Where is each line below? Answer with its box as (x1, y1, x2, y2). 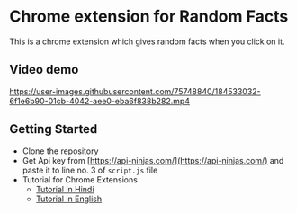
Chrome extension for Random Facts (9, 6, 289, 27)
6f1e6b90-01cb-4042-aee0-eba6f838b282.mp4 (9, 95, 191, 106)
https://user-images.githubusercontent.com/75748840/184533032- (9, 85, 261, 96)
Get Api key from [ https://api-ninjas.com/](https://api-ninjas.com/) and (22, 155, 284, 165)
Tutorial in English (35, 193, 103, 204)
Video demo (9, 62, 79, 77)
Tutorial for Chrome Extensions (22, 173, 138, 185)
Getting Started (9, 121, 98, 137)
